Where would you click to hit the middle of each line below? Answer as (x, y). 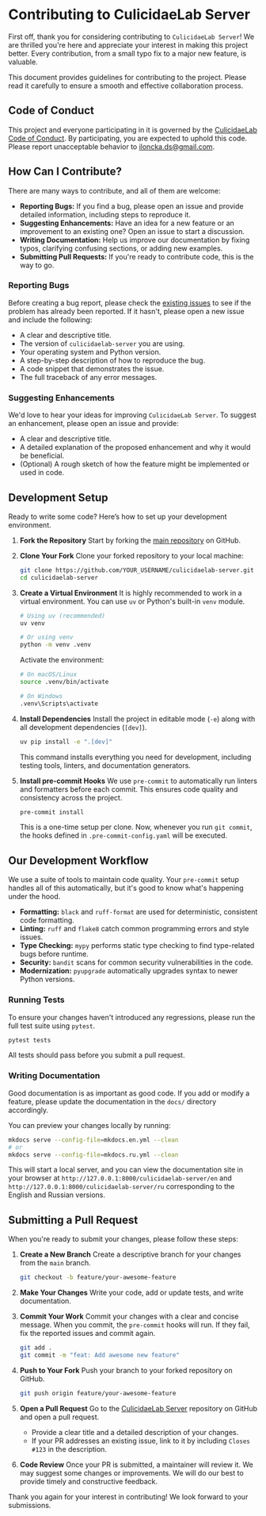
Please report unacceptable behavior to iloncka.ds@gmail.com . (112, 146)
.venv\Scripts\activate (59, 704)
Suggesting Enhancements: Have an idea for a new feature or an (127, 223)
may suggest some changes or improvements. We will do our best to (131, 1472)
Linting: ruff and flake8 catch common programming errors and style (134, 929)
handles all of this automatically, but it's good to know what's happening (126, 888)
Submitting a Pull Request (73, 1220)
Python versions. (47, 979)
